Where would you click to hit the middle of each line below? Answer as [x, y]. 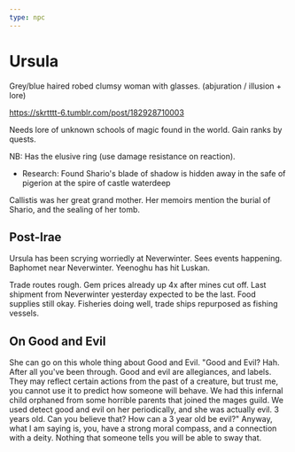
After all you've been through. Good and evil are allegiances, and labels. [140, 372]
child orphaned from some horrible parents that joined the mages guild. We [146, 401]
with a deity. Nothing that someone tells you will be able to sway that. [136, 438]
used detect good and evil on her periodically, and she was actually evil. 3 [144, 409]
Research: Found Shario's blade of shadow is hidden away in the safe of [154, 173]
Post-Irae [35, 237]
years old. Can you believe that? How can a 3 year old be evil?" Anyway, [141, 419]
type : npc [27, 17]
